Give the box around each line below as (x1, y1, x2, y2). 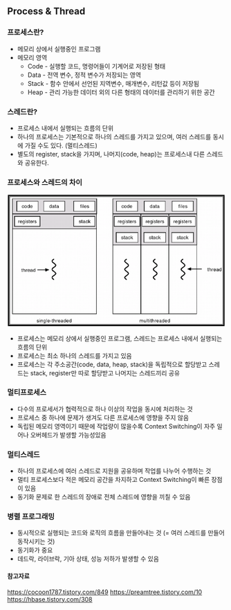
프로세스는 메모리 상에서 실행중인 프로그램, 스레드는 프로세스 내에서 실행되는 (17, 334, 223, 342)
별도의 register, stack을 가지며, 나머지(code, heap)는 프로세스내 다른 (17, 150, 205, 158)
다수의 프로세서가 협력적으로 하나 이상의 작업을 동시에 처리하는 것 (17, 404, 193, 413)
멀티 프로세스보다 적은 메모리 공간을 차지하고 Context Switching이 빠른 (17, 476, 210, 484)
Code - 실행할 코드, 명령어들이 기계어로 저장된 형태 (27, 62, 166, 70)
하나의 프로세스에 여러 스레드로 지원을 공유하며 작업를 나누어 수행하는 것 (17, 467, 212, 475)
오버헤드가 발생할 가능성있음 (30, 431, 107, 439)
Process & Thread (7, 6, 86, 17)
